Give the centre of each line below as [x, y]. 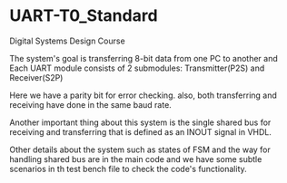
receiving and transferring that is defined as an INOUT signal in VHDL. [141, 131]
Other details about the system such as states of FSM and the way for [140, 149]
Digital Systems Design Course [67, 41]
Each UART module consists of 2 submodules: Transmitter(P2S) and [137, 68]
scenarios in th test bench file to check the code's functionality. [128, 169]
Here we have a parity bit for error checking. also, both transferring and [143, 95]
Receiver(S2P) [36, 77]
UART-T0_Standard [84, 16]
